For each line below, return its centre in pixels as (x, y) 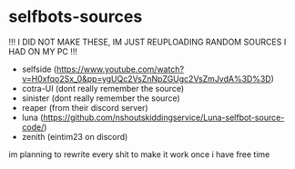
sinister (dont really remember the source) (101, 98)
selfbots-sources (76, 17)
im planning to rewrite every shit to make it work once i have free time (139, 154)
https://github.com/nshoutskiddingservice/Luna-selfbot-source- (164, 117)
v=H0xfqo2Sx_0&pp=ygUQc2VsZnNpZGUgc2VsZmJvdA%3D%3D (146, 78)
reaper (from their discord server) (85, 107)
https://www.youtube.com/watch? (120, 69)
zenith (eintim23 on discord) (75, 136)
